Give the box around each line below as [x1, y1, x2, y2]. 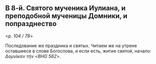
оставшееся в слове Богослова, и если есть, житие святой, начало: [5, 47, 151, 54]
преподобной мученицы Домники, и [5, 12, 127, 20]
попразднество [5, 19, 57, 28]
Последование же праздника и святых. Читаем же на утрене [5, 42, 137, 48]
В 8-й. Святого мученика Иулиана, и [5, 4, 126, 12]
